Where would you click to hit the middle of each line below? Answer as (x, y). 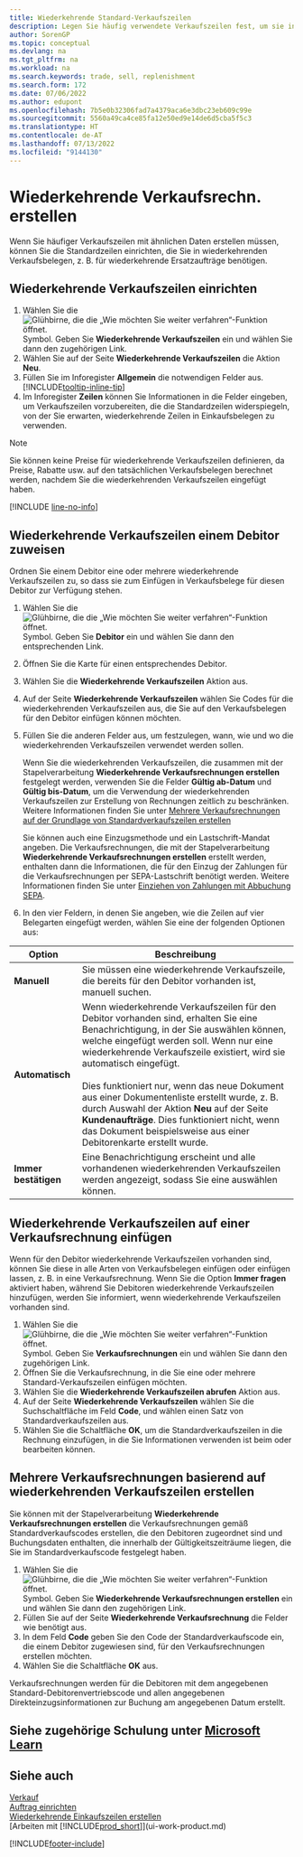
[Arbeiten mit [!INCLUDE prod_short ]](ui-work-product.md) (118, 1826)
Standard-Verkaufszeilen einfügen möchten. (105, 1382)
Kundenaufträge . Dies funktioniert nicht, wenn (180, 1120)
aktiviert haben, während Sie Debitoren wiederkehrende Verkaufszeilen (142, 1288)
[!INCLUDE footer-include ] (57, 1843)
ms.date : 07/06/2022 (48, 93)
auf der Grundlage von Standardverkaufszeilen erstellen (127, 821)
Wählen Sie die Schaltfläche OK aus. (90, 1665)
